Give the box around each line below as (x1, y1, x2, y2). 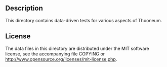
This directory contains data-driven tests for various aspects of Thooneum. (5, 17, 162, 23)
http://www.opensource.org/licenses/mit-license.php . (5, 56, 117, 62)
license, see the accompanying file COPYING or (5, 50, 105, 57)
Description (5, 4, 43, 13)
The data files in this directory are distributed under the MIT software (5, 45, 149, 51)
